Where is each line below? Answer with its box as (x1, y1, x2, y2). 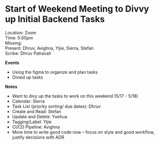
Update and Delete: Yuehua (12, 113, 67, 119)
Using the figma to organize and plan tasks (12, 69, 98, 75)
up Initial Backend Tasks (5, 14, 105, 25)
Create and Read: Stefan (12, 108, 62, 114)
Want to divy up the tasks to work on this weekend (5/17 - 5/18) (12, 93, 139, 99)
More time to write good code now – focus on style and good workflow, (12, 129, 155, 135)
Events (5, 60, 19, 65)
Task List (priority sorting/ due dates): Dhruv (12, 103, 101, 109)
